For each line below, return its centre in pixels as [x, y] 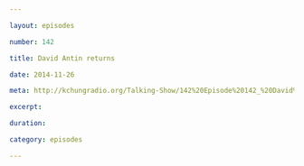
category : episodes [46, 140]
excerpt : [26, 107]
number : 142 [32, 41]
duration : [28, 124]
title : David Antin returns [62, 58]
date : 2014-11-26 [42, 74]
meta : [19, 91]
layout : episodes [42, 25]
